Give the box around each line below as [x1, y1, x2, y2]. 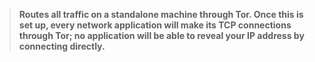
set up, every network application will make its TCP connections [18, 19, 292, 31]
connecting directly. [18, 40, 106, 52]
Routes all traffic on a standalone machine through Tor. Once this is [18, 9, 304, 20]
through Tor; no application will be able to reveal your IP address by [18, 30, 305, 41]
